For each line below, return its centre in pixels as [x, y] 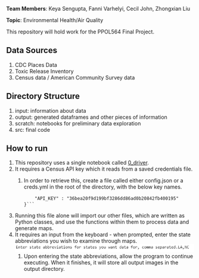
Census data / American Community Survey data [75, 78]
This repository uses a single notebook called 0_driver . [82, 163]
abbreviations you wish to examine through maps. [76, 241]
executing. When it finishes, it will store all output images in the [101, 262]
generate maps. [34, 228]
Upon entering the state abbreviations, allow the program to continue [108, 257]
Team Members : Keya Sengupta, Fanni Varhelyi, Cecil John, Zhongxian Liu [98, 9]
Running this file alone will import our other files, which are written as [99, 216]
